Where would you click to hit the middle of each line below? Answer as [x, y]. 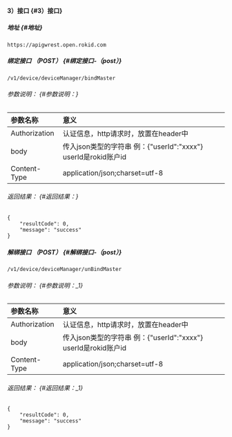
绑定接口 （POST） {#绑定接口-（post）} [65, 61]
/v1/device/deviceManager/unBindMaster [65, 269]
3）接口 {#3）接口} [35, 10]
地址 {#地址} [25, 28]
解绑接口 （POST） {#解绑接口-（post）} [65, 252]
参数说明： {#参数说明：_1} [45, 285]
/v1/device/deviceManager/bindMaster [61, 78]
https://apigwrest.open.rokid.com [57, 45]
